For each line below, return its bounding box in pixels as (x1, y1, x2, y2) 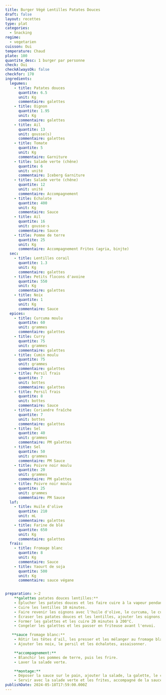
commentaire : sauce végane (18, 578, 74, 583)
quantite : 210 (18, 509, 48, 514)
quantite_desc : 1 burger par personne (5, 58, 85, 63)
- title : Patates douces (14, 85, 65, 91)
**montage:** (14, 669, 41, 674)
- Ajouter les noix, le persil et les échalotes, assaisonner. (14, 642, 147, 646)
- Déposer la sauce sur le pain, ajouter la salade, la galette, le (14, 673, 158, 678)
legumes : (9, 81, 28, 86)
